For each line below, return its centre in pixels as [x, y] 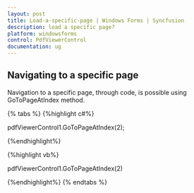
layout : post [26, 14]
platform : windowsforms [42, 34]
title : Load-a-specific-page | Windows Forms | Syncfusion [96, 21]
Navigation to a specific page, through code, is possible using [97, 92]
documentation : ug [34, 47]
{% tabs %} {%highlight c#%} [51, 113]
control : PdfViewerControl [47, 40]
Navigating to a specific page [73, 75]
